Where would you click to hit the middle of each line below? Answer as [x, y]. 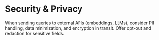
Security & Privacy [44, 9]
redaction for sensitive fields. [35, 33]
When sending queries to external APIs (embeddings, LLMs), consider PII [79, 23]
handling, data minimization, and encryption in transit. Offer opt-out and [78, 28]
